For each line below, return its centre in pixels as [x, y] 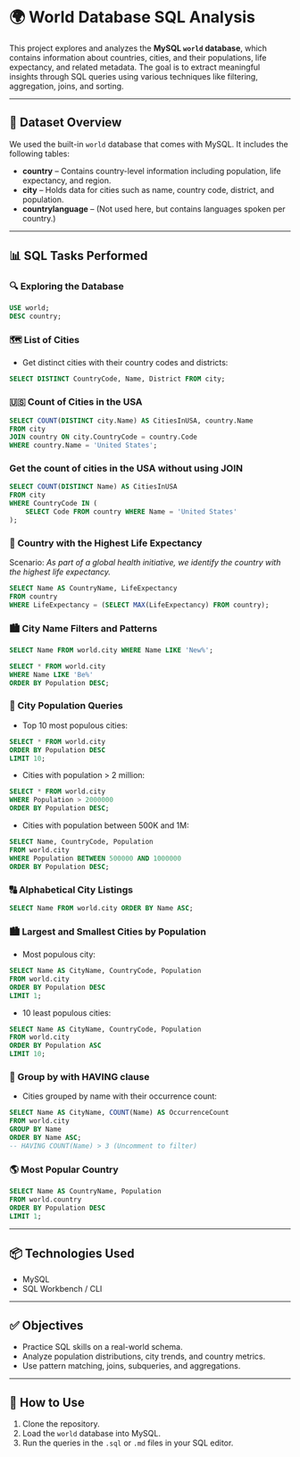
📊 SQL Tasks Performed [79, 256]
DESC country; [36, 317]
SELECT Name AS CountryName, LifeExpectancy [93, 589]
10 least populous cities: [67, 1013]
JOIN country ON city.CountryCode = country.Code [104, 437]
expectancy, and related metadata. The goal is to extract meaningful [135, 67]
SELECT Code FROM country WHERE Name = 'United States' [132, 512]
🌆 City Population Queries [66, 706]
